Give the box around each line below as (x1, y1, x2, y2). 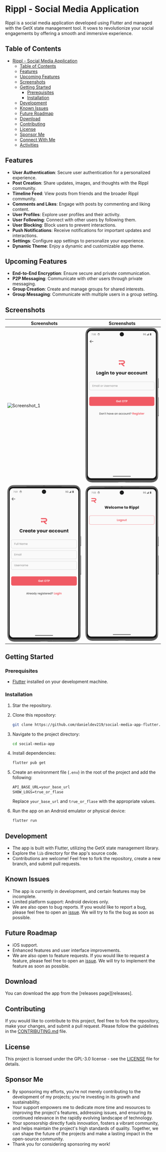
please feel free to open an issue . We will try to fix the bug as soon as (12, 909, 154, 915)
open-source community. (12, 1136, 64, 1142)
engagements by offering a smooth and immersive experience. (5, 30, 133, 36)
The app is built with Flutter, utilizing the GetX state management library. (12, 845, 160, 851)
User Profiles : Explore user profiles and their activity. (12, 211, 121, 217)
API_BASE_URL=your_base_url (12, 785, 70, 790)
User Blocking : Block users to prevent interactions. (12, 222, 117, 228)
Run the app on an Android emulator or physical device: (12, 808, 126, 814)
